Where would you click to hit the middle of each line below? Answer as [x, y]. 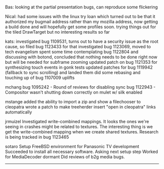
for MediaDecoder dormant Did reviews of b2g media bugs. [65, 157]
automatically [19, 112]
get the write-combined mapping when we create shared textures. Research [82, 132]
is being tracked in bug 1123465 [37, 137]
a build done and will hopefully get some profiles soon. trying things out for [81, 27]
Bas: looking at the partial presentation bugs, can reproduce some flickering [82, 7]
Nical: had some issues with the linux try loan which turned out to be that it [80, 16]
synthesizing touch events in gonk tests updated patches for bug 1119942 [79, 67]
